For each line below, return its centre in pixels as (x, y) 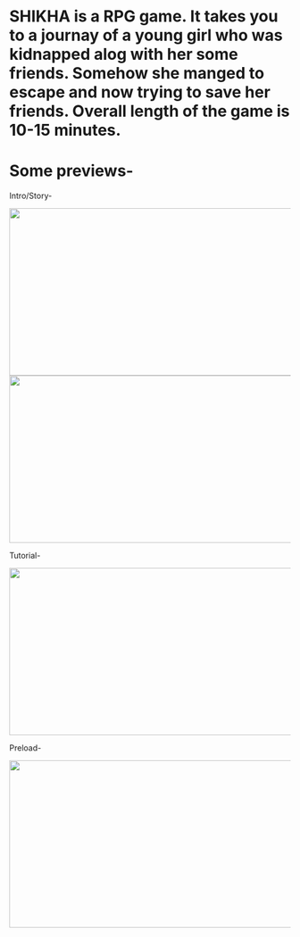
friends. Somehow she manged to (137, 74)
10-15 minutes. (65, 130)
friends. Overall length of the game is (150, 111)
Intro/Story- (31, 196)
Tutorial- (25, 556)
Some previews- (71, 171)
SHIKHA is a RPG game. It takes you (144, 17)
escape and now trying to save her (140, 92)
